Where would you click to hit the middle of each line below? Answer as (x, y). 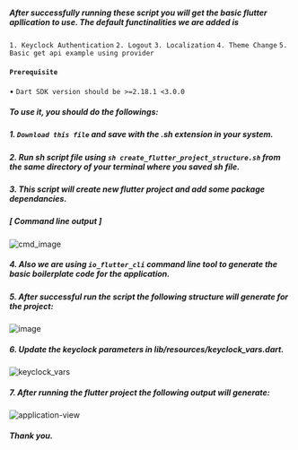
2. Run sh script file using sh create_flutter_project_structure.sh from (145, 157)
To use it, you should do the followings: (84, 111)
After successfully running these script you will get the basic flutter (138, 13)
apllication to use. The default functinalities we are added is (124, 22)
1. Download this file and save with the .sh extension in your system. (141, 134)
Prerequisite (34, 72)
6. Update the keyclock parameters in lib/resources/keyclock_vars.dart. (147, 349)
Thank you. (31, 436)
